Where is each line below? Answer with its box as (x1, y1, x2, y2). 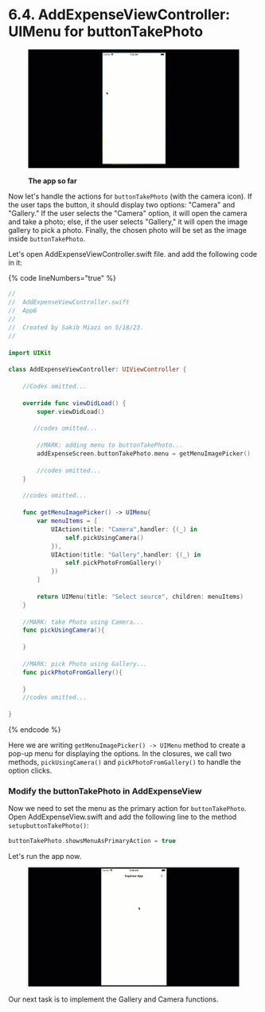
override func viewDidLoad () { (22, 399, 127, 408)
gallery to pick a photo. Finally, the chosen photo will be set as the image (8, 226, 247, 235)
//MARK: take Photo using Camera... (22, 618, 145, 626)
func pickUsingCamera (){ (22, 626, 105, 635)
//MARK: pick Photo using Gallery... (22, 660, 148, 667)
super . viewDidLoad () (37, 408, 105, 415)
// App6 (8, 307, 37, 315)
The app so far (28, 176, 77, 186)
